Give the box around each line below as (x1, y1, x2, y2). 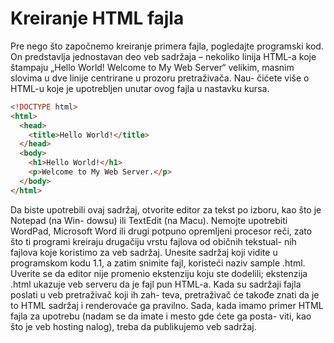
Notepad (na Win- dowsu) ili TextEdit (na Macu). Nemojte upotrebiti (10, 214, 288, 226)
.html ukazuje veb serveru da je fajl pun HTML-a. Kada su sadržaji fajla (10, 278, 302, 290)
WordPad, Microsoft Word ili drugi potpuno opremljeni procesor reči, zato (10, 225, 313, 237)
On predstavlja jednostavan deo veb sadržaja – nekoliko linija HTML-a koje (10, 50, 317, 62)
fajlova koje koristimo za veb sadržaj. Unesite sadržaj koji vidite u (10, 246, 278, 258)
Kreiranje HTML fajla (10, 7, 185, 30)
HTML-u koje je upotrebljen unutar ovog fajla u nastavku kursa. (10, 82, 270, 94)
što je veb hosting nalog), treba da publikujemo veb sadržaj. (10, 320, 257, 332)
